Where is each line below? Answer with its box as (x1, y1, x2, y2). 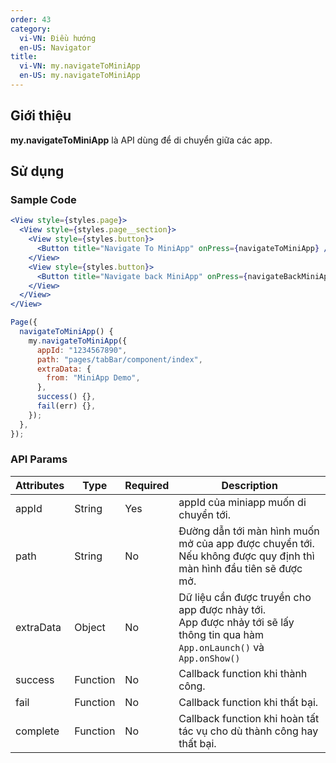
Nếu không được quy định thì (178, 549, 315, 563)
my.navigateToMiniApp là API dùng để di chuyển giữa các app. (10, 134, 273, 146)
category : (10, 24, 52, 34)
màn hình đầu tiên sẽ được (178, 561, 303, 575)
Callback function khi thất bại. (178, 695, 319, 709)
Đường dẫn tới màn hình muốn (178, 524, 320, 538)
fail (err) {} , (36, 401, 97, 411)
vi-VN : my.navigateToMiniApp (19, 61, 141, 71)
